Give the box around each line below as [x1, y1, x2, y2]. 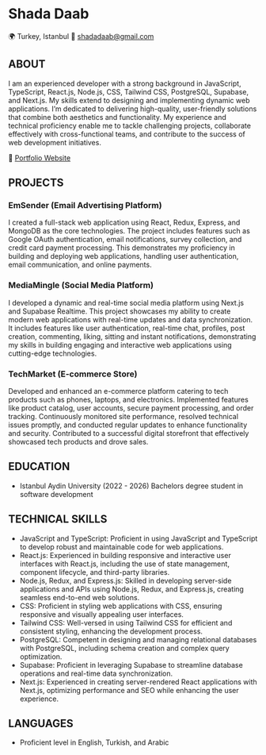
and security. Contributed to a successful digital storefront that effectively [8, 429, 249, 438]
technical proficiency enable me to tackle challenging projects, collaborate [8, 121, 252, 130]
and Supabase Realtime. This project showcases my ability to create [8, 306, 231, 316]
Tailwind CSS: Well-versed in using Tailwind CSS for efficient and [19, 618, 233, 627]
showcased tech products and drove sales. [8, 437, 149, 447]
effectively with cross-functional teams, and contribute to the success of [8, 129, 245, 139]
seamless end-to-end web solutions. [19, 592, 140, 602]
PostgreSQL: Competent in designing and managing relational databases [19, 634, 257, 644]
